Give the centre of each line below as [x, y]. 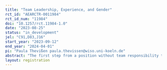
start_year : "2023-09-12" [32, 42]
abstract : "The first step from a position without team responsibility [82, 55]
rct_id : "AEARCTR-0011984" [33, 14]
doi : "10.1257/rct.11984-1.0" [37, 23]
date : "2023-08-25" [25, 28]
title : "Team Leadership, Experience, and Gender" [59, 10]
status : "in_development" [32, 33]
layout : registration [28, 60]
